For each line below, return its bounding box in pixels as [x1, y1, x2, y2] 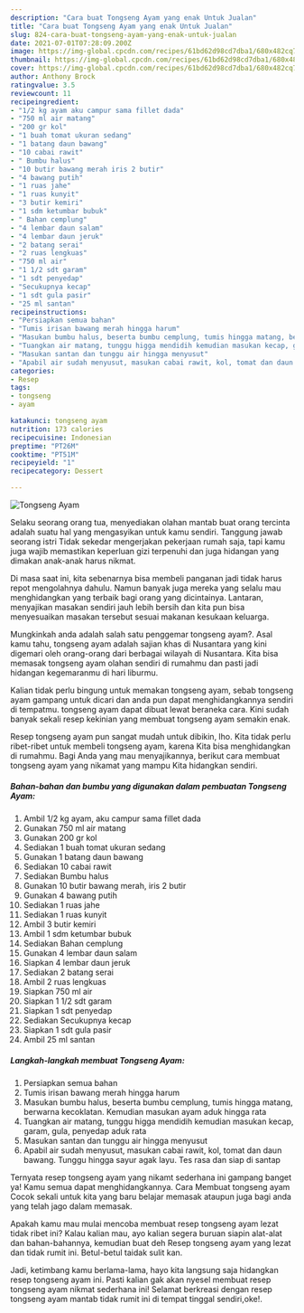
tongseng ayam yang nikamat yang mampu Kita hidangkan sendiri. [10, 760, 258, 770]
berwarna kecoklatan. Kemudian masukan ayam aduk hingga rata [23, 1106, 267, 1117]
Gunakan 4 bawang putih [23, 890, 118, 901]
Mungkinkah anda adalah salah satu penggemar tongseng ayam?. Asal [10, 629, 273, 639]
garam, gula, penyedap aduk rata [23, 1125, 147, 1136]
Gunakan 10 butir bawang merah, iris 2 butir [23, 880, 187, 891]
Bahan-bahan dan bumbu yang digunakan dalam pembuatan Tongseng [10, 780, 287, 791]
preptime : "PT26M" [10, 441, 79, 450]
